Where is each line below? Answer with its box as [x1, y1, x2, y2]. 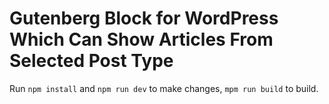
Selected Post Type [9, 50, 174, 72]
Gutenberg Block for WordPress [9, 7, 279, 30]
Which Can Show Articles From [9, 28, 274, 51]
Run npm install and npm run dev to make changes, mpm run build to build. [9, 82, 319, 94]
